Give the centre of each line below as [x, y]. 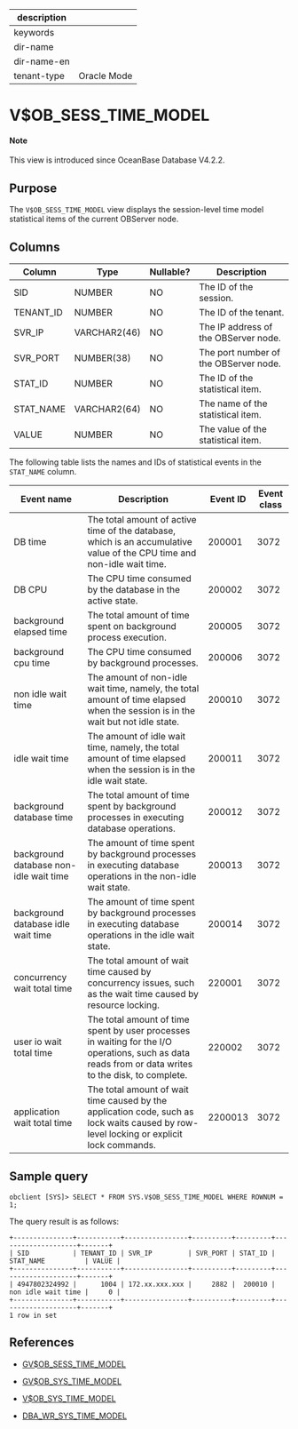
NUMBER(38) [102, 358]
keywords [34, 32]
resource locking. [123, 1005]
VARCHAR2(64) [108, 410]
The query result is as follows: [64, 1221]
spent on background [132, 627]
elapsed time [41, 632]
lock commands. [122, 1146]
